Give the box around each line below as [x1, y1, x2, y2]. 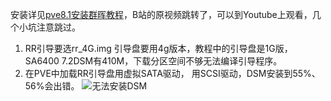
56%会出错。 [24, 80, 80, 92]
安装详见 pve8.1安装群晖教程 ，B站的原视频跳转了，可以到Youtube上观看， [10, 9, 313, 20]
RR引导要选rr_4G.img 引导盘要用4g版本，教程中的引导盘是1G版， [24, 43, 293, 54]
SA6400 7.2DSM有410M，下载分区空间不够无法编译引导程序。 [24, 55, 283, 67]
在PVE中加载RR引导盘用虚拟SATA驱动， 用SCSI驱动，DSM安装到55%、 [24, 68, 321, 79]
